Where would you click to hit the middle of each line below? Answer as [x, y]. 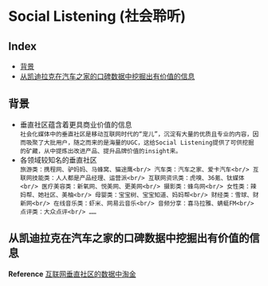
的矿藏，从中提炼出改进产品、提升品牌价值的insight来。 [100, 151]
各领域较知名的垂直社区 [58, 159]
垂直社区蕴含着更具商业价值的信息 [76, 124]
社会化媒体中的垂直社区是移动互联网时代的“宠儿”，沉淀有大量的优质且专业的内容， [136, 134]
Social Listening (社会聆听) [97, 16]
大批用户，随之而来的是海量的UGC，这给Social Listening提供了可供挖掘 [149, 143]
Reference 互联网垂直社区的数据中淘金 [72, 274]
